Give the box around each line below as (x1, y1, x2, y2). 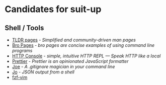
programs (12, 48, 33, 53)
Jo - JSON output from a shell (12, 69, 75, 75)
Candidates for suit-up (5, 4, 102, 15)
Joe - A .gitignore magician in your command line (12, 64, 115, 69)
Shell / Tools (5, 24, 44, 32)
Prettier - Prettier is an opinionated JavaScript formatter (12, 58, 129, 64)
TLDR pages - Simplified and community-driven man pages (12, 37, 136, 43)
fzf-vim (12, 74, 28, 80)
